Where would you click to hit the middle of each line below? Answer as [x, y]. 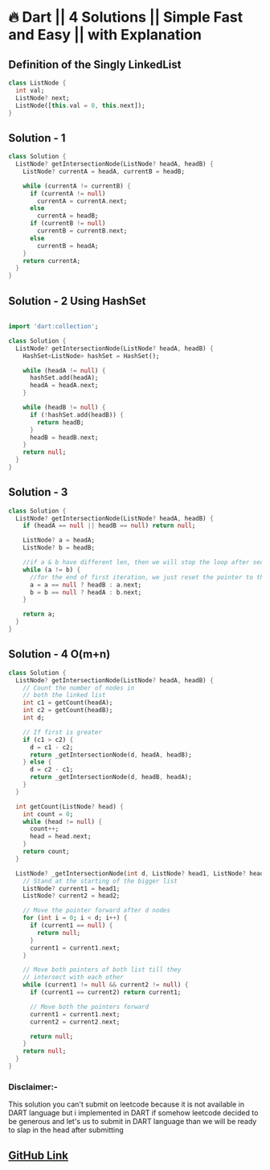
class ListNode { [37, 83]
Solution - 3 [38, 492]
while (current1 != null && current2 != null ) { [106, 985]
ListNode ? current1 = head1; [72, 888]
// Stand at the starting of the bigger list [100, 881]
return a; [39, 614]
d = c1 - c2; [51, 747]
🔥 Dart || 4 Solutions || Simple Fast [126, 17]
